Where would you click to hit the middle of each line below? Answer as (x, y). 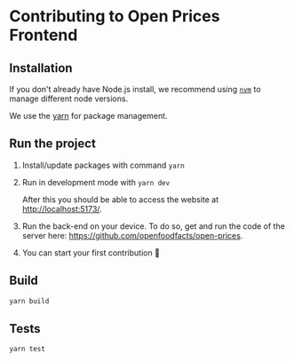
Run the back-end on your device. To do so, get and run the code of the (154, 226)
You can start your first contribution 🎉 (91, 252)
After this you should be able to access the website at (120, 199)
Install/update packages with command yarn (103, 165)
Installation (41, 68)
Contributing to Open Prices (115, 16)
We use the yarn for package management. (88, 116)
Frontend (44, 35)
